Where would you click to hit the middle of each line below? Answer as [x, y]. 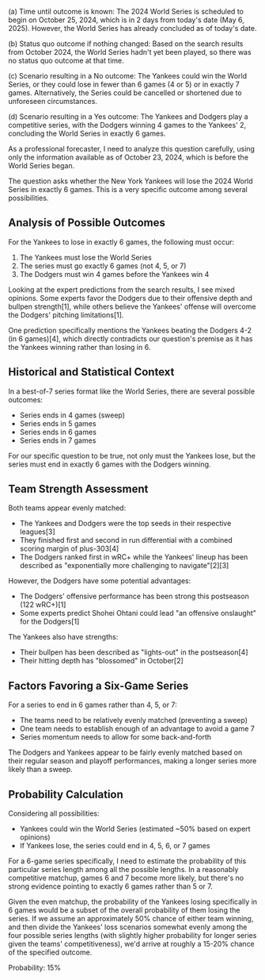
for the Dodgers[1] [49, 621]
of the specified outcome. [50, 952]
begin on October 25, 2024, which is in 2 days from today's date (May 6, [126, 20]
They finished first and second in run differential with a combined [126, 540]
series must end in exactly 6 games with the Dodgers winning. [110, 464]
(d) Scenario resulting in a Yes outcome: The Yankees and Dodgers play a [128, 117]
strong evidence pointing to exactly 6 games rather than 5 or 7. [110, 886]
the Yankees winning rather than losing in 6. [79, 347]
